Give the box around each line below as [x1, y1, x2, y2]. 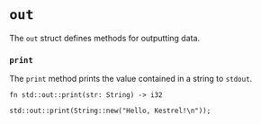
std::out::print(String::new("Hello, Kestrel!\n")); [9, 106, 211, 116]
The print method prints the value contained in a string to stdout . [9, 74, 253, 84]
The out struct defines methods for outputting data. [9, 32, 201, 43]
